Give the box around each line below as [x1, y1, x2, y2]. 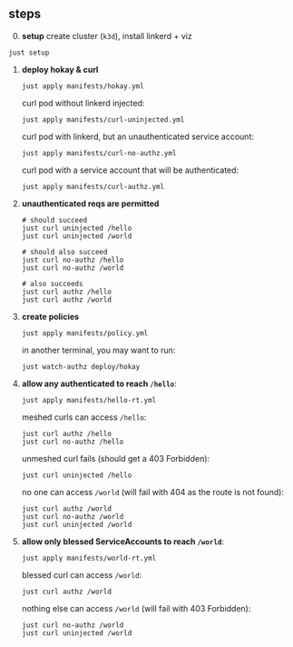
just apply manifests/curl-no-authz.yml [21, 148, 177, 157]
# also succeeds [21, 279, 83, 288]
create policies [21, 311, 79, 322]
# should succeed [21, 215, 88, 224]
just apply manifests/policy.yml [21, 328, 149, 338]
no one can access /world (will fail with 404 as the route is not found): [21, 486, 285, 497]
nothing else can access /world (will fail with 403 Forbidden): [21, 602, 251, 613]
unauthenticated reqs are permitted [21, 198, 160, 209]
